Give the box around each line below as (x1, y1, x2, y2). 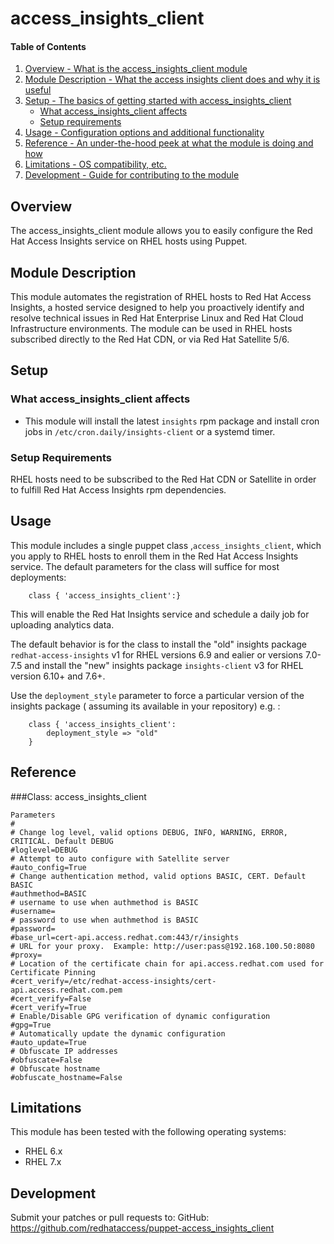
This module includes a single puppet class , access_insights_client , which (10, 539, 322, 551)
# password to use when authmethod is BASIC (10, 915, 199, 925)
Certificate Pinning (10, 967, 97, 977)
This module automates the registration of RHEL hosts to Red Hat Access (10, 291, 312, 303)
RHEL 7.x (24, 1156, 62, 1168)
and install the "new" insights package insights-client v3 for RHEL (24, 659, 304, 671)
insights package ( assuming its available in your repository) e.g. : (10, 700, 281, 712)
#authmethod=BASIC (10, 888, 87, 899)
